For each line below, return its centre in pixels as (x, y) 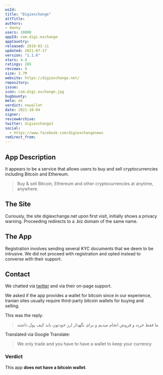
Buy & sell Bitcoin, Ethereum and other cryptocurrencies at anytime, (85, 183)
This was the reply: (24, 315)
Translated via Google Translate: (38, 334)
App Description (31, 157)
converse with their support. (33, 259)
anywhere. (28, 189)
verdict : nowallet (24, 105)
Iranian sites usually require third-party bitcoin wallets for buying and (74, 301)
